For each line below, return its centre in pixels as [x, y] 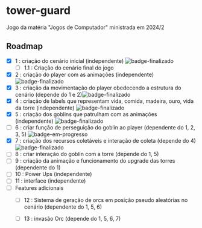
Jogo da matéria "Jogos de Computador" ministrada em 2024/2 [85, 27]
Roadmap [25, 46]
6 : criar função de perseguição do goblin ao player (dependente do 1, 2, [105, 128]
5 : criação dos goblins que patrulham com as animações [86, 114]
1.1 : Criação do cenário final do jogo [69, 68]
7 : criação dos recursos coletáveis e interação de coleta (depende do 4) [105, 141]
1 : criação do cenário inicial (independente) [69, 60]
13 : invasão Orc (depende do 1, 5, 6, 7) [72, 218]
